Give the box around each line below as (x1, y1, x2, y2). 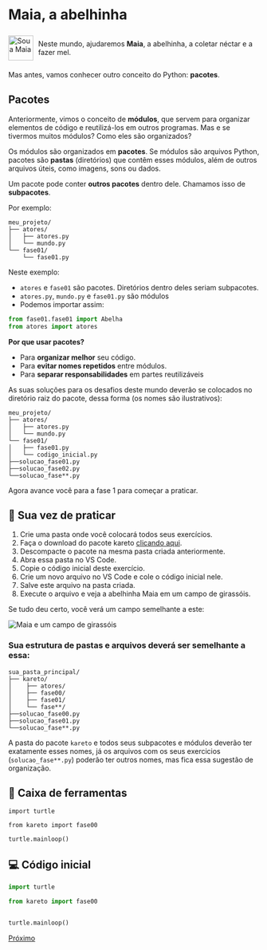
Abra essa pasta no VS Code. (19, 555, 117, 565)
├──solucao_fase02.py (8, 464, 80, 472)
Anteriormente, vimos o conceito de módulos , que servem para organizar (8, 114, 250, 124)
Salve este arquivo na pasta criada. (19, 581, 135, 590)
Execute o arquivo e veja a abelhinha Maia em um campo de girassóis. (19, 589, 251, 599)
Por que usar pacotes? (8, 337, 85, 346)
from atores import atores (8, 322, 98, 330)
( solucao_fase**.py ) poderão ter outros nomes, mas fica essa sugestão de (8, 755, 253, 764)
